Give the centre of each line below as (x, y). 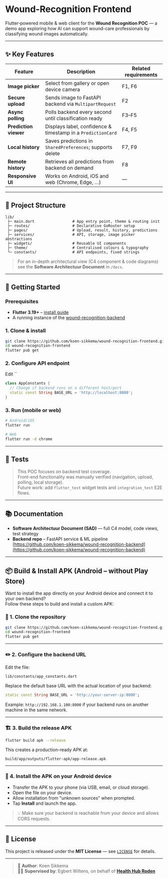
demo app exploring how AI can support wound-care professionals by (77, 28)
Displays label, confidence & (78, 126)
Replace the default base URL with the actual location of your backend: (78, 686)
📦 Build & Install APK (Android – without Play (77, 571)
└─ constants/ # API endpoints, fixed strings (73, 252)
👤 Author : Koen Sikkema (43, 865)
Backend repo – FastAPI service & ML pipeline (60, 539)
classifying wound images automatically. (47, 34)
